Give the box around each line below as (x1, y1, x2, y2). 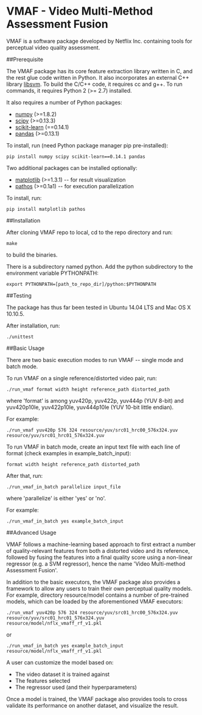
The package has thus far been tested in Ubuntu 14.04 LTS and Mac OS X (6, 304, 191, 311)
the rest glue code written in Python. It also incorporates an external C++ (6, 74, 190, 81)
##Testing (6, 291, 32, 299)
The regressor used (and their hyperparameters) (15, 683, 137, 691)
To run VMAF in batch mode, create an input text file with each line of (6, 443, 181, 450)
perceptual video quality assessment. (6, 44, 100, 51)
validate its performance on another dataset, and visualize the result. (6, 702, 179, 709)
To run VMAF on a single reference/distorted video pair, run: (6, 374, 157, 382)
